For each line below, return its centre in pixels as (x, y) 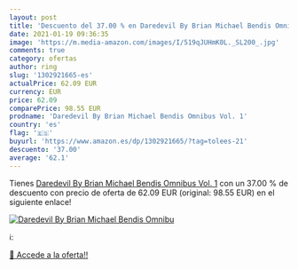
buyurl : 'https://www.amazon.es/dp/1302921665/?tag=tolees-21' (129, 141)
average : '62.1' (39, 158)
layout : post (33, 17)
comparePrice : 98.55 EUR (55, 108)
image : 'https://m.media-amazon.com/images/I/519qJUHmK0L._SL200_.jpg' (144, 42)
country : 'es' (35, 125)
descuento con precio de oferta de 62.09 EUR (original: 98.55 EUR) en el (142, 193)
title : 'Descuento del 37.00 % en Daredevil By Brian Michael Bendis (141, 26)
